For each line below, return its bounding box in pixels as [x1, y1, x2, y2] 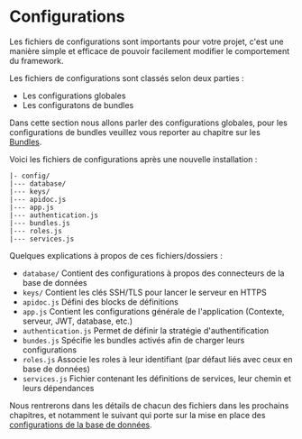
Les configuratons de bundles [22, 99, 134, 110]
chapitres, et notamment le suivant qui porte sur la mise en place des [9, 409, 266, 420]
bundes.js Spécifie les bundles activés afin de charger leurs [22, 334, 245, 345]
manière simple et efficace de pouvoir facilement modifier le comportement [9, 45, 290, 56]
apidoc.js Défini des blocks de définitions [22, 296, 178, 307]
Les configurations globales [22, 90, 126, 101]
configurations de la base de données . [9, 419, 153, 430]
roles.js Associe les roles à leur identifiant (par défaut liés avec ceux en [22, 353, 293, 364]
